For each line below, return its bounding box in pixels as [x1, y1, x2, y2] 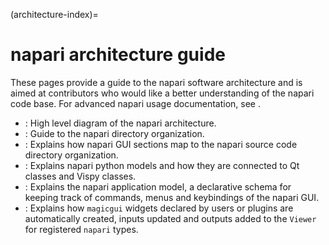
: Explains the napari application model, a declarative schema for [24, 180, 292, 193]
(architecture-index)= [10, 9, 99, 20]
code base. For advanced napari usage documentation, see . [10, 97, 261, 109]
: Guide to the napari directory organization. [24, 127, 205, 139]
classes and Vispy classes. [24, 170, 137, 182]
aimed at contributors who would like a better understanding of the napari [10, 87, 315, 99]
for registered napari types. [24, 223, 139, 235]
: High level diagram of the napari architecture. [24, 117, 217, 129]
